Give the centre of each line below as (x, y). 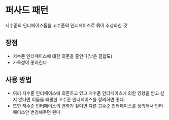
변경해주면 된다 (45, 112)
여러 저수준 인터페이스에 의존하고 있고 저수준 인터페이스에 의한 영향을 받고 (86, 93)
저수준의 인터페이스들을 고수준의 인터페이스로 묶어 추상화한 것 (66, 25)
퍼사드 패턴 (27, 10)
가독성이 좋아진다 (30, 62)
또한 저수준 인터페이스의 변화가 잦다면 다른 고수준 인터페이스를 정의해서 (83, 106)
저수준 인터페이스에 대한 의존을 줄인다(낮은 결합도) (62, 56)
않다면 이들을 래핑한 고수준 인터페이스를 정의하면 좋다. (72, 99)
